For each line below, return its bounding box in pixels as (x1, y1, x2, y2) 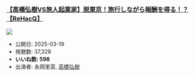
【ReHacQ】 (6, 14, 44, 22)
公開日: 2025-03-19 (15, 40, 65, 48)
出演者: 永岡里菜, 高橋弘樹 (15, 63, 80, 71)
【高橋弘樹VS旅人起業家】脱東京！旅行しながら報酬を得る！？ (6, 5, 189, 13)
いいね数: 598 (15, 55, 50, 63)
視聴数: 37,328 (15, 48, 51, 55)
